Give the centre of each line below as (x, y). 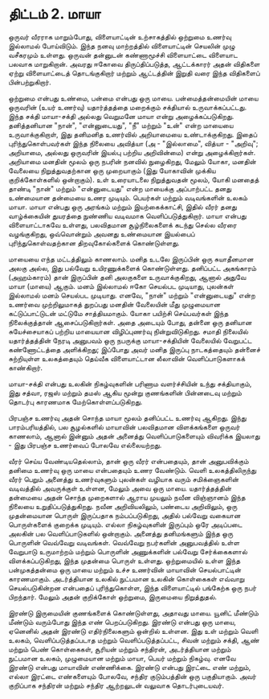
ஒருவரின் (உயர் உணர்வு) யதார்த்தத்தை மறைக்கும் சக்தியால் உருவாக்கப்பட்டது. (128, 107)
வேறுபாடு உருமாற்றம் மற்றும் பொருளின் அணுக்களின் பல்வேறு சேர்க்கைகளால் (128, 551)
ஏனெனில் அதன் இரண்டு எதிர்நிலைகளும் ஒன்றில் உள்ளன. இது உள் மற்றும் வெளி (133, 631)
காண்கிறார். (25, 368)
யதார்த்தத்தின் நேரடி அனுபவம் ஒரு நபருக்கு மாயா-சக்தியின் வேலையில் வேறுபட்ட (130, 340)
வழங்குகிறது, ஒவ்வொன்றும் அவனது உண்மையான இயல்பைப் (102, 233)
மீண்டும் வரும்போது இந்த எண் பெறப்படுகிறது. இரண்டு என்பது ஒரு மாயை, (122, 622)
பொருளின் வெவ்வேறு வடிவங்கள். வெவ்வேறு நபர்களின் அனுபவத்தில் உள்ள (124, 542)
